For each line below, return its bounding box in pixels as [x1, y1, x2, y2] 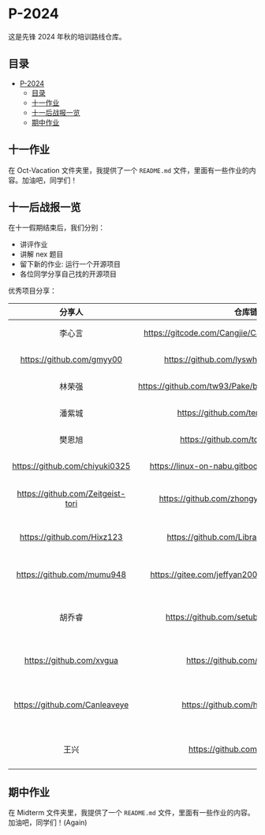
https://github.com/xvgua [24, 655, 118, 666]
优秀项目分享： [8, 286, 57, 296]
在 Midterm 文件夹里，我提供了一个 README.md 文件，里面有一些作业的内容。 [8, 808, 255, 818]
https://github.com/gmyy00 [20, 354, 123, 365]
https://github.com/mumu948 [16, 569, 127, 580]
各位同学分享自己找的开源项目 [19, 269, 117, 279]
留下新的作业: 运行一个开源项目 [19, 260, 121, 269]
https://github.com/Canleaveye [13, 699, 129, 710]
